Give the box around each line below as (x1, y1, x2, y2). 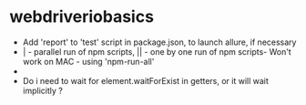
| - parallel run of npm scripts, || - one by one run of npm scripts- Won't (22, 46, 291, 57)
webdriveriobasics (9, 6, 155, 27)
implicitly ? (22, 85, 64, 96)
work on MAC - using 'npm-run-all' (22, 56, 155, 67)
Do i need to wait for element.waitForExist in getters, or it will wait (22, 75, 269, 86)
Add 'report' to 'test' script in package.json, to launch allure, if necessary (22, 37, 297, 47)
